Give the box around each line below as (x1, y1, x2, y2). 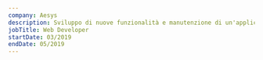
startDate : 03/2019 (8, 33, 72, 41)
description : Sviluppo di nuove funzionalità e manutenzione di (8, 19, 222, 26)
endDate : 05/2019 (8, 41, 65, 48)
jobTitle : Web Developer (8, 26, 89, 34)
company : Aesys (8, 11, 58, 19)
